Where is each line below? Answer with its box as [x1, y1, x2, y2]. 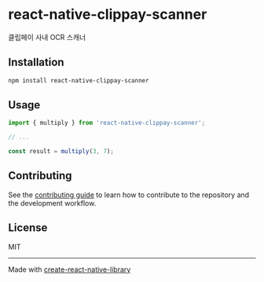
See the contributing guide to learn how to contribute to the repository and [8, 190, 250, 200]
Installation [8, 56, 64, 69]
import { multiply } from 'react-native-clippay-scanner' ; [8, 119, 206, 127]
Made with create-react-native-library [8, 265, 131, 274]
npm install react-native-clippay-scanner [8, 76, 149, 84]
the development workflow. [8, 198, 97, 207]
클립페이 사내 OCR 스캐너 [8, 32, 86, 42]
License [8, 222, 48, 235]
